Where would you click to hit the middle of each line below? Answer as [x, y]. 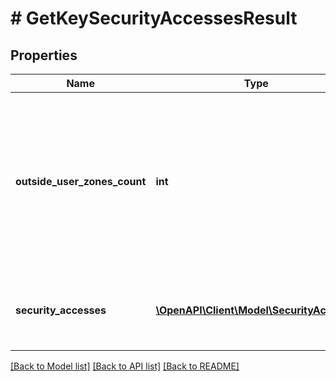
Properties [44, 55]
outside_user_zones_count [81, 181]
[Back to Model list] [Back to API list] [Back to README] [125, 366]
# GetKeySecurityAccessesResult [154, 18]
